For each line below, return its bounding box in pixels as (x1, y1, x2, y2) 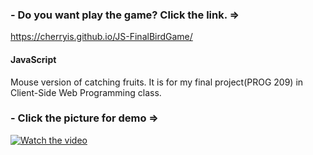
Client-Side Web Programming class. (10, 86, 162, 98)
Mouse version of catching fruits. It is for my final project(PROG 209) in (10, 76, 304, 88)
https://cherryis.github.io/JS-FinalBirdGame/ (10, 31, 193, 43)
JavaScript (10, 53, 57, 65)
